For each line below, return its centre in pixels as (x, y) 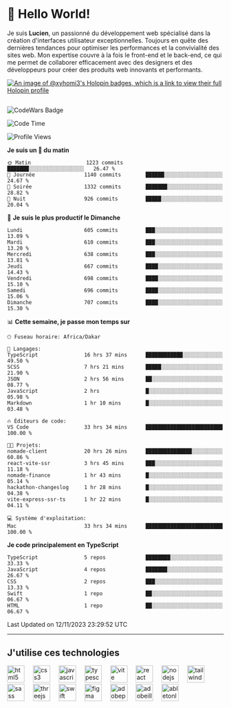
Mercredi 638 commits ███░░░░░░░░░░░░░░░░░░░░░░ (115, 255)
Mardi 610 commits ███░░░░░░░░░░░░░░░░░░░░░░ (115, 243)
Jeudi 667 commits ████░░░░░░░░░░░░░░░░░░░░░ (115, 267)
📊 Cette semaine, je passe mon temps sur (69, 322)
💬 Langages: (24, 349)
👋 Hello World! (49, 14)
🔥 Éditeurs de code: (37, 421)
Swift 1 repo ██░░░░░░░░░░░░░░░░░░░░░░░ (115, 594)
